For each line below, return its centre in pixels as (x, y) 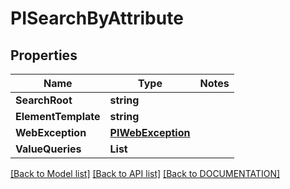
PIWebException (150, 132)
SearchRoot (44, 100)
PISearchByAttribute (97, 18)
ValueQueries (48, 149)
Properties (44, 55)
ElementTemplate (58, 116)
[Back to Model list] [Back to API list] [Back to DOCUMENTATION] (145, 173)
